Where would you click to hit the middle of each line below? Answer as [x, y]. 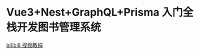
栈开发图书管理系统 [54, 27]
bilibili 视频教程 [25, 45]
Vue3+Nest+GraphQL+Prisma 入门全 [100, 12]
